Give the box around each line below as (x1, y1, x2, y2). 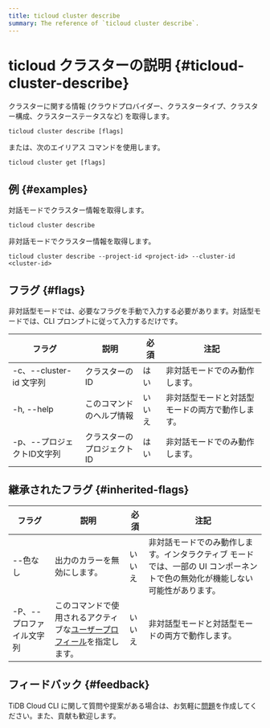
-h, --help (12, 403, 54, 415)
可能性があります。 (148, 584, 221, 595)
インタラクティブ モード (163, 548, 255, 559)
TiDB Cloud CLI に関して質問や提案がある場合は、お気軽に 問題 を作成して (8, 701, 251, 710)
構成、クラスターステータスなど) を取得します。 (14, 112, 174, 121)
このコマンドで (55, 599, 112, 611)
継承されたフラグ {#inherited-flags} (8, 483, 190, 497)
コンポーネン (208, 560, 258, 571)
